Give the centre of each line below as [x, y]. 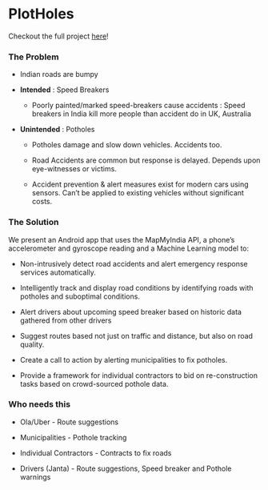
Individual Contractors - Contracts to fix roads [96, 452]
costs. [42, 202]
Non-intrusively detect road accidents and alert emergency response [134, 263]
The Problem [34, 57]
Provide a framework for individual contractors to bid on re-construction [139, 375]
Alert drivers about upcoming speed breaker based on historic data [131, 311]
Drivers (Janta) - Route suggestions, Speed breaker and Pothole [126, 468]
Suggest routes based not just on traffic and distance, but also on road [136, 335]
